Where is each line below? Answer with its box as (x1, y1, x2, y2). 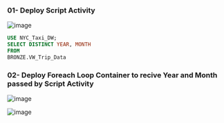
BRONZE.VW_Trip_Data (7, 54, 67, 61)
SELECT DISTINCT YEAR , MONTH (7, 41, 91, 48)
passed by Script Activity (7, 79, 94, 88)
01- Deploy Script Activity (7, 6, 95, 15)
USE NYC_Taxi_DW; (7, 35, 57, 41)
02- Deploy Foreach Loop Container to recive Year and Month (7, 70, 218, 79)
